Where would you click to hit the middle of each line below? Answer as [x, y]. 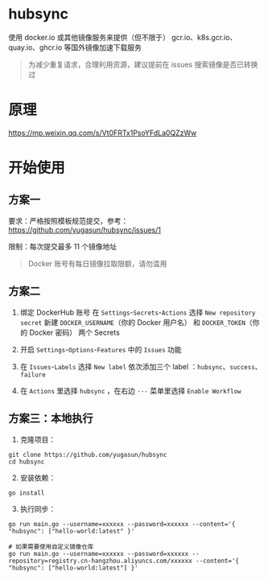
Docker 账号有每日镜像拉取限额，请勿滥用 [97, 263]
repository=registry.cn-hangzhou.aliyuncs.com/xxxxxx [101, 561]
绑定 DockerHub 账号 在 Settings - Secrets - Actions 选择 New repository [138, 312]
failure [33, 375]
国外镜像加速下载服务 [107, 47]
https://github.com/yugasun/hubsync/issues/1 [85, 229]
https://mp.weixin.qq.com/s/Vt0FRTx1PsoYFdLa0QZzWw [103, 133]
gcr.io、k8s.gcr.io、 [204, 37]
